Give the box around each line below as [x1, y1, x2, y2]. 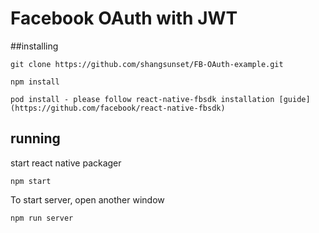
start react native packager [10, 157, 122, 169]
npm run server [10, 213, 74, 223]
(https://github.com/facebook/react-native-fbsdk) [10, 103, 226, 113]
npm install [10, 77, 60, 87]
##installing [10, 40, 59, 52]
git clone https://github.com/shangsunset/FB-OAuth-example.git [10, 59, 284, 69]
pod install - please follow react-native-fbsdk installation [10, 94, 275, 104]
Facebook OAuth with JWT [10, 7, 238, 30]
